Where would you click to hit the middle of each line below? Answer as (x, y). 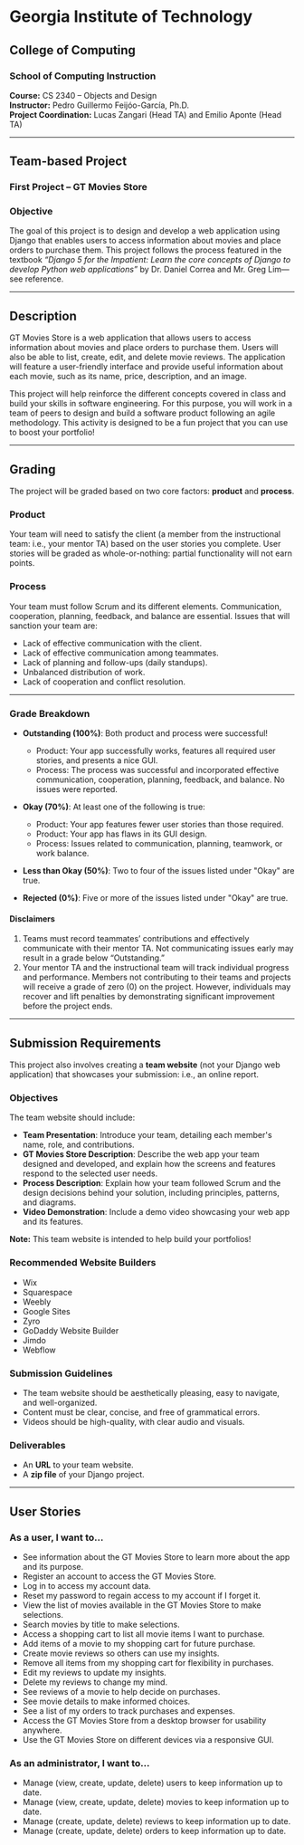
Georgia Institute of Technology (131, 17)
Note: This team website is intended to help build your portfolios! (130, 1239)
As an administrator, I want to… (80, 1763)
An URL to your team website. (78, 1465)
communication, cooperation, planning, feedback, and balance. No (160, 779)
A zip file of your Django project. (83, 1475)
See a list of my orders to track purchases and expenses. (128, 1711)
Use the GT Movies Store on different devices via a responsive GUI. (148, 1739)
